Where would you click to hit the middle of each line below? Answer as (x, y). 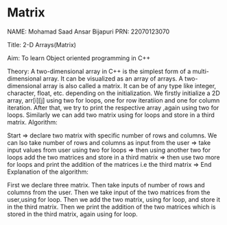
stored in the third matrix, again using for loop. (73, 214)
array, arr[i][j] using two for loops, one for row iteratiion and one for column (113, 100)
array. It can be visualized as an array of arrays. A (113, 78)
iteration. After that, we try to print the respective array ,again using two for (113, 107)
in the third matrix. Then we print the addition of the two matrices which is (111, 207)
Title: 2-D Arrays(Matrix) (42, 44)
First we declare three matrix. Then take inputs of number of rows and (106, 185)
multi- (201, 71)
